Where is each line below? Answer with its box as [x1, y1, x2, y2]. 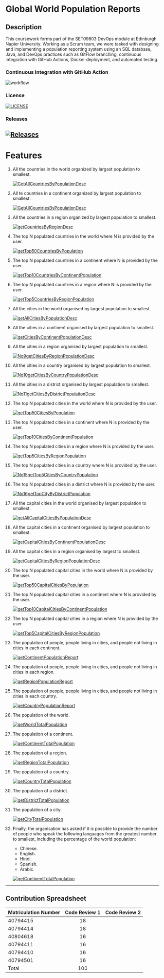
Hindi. [19, 856, 32, 862]
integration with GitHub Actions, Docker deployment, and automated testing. [5, 57, 159, 62]
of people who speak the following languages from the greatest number [12, 830, 157, 836]
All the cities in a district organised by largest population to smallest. [12, 381, 150, 387]
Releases [5, 115, 28, 122]
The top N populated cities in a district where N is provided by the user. [12, 481, 156, 487]
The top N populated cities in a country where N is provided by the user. [12, 462, 158, 468]
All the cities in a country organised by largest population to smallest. [12, 362, 151, 368]
